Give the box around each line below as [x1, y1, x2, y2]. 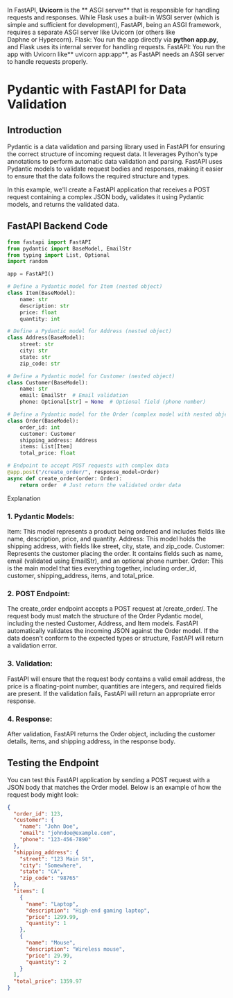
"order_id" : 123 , [13, 810, 64, 818]
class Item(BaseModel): [7, 289, 76, 297]
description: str [19, 302, 70, 310]
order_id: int [19, 423, 60, 431]
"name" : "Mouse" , [25, 940, 76, 947]
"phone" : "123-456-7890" [19, 836, 92, 843]
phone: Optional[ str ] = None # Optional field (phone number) [19, 398, 207, 405]
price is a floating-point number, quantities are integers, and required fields [7, 682, 222, 690]
